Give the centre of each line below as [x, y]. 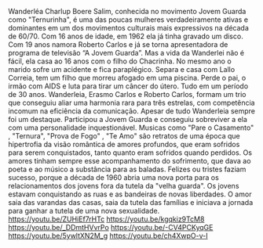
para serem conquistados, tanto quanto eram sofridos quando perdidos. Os [130, 153]
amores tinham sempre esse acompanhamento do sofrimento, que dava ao [130, 161]
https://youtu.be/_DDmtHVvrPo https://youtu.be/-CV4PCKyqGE [111, 227]
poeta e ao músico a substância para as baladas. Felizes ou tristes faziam [127, 169]
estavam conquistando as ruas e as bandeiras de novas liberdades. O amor [130, 194]
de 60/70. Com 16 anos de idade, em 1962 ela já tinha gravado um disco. [126, 36]
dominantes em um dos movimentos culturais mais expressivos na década [129, 28]
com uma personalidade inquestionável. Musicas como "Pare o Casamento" [131, 128]
